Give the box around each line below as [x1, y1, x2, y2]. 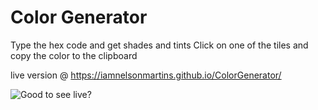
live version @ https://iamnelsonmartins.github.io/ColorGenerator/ [10, 69, 282, 81]
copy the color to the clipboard [10, 49, 138, 61]
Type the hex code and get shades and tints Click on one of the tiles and [10, 39, 309, 51]
